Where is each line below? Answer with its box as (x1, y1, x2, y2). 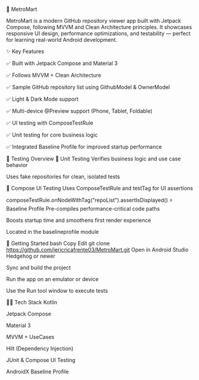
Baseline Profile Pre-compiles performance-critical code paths (6, 205, 160, 212)
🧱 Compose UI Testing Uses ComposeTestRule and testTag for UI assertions (6, 185, 194, 191)
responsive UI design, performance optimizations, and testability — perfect (6, 30, 191, 37)
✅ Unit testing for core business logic (6, 131, 98, 138)
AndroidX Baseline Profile (6, 368, 69, 375)
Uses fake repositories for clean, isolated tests (6, 173, 120, 180)
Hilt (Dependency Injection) (6, 345, 74, 352)
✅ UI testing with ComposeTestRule (6, 119, 94, 126)
